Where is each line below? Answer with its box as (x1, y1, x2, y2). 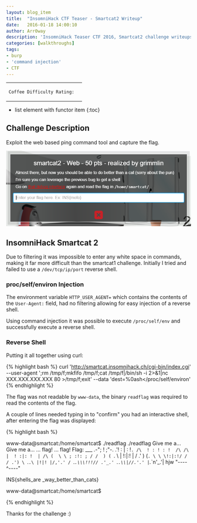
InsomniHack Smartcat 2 (6, 237, 98, 247)
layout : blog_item (6, 9, 51, 15)
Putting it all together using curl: (6, 352, 83, 359)
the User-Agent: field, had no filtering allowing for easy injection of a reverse (6, 300, 191, 307)
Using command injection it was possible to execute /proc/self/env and (6, 317, 181, 325)
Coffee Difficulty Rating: (8, 89, 74, 95)
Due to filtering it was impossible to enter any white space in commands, (6, 253, 182, 260)
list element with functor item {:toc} (14, 106, 100, 113)
